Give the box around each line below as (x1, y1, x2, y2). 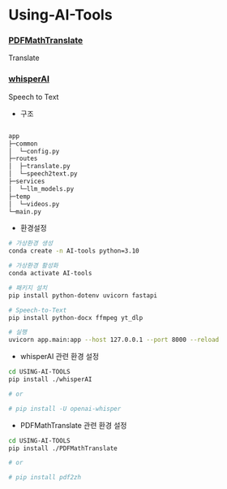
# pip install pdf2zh (8, 474, 82, 482)
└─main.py (8, 207, 42, 216)
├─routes (8, 154, 38, 163)
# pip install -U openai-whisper (8, 405, 122, 413)
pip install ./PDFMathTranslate (8, 444, 118, 452)
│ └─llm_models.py (8, 184, 75, 193)
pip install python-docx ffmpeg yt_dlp (8, 314, 143, 322)
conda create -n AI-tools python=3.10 (8, 247, 139, 255)
